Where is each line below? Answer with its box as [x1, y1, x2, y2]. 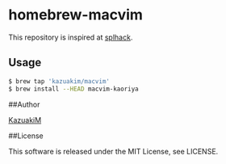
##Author [8, 99, 40, 109]
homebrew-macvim [8, 6, 144, 24]
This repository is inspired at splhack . [8, 32, 133, 42]
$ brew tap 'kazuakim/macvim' [8, 77, 111, 86]
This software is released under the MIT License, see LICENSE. [8, 146, 219, 156]
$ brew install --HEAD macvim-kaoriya [8, 85, 139, 93]
